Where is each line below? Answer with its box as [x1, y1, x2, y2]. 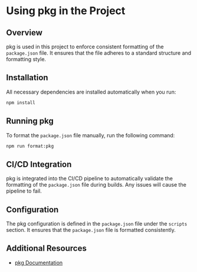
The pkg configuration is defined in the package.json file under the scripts [6, 220, 188, 227]
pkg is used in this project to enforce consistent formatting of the [6, 43, 164, 50]
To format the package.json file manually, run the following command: [6, 131, 175, 139]
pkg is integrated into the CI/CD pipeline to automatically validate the [6, 175, 173, 182]
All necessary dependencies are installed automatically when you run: [6, 88, 176, 95]
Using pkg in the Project [6, 4, 126, 18]
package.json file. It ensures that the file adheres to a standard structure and [6, 49, 192, 57]
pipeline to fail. [6, 187, 42, 195]
